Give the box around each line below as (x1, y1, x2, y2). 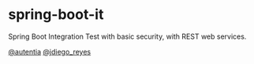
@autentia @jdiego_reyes (8, 47, 92, 56)
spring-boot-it (8, 6, 104, 24)
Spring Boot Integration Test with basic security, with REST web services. (8, 32, 247, 41)
